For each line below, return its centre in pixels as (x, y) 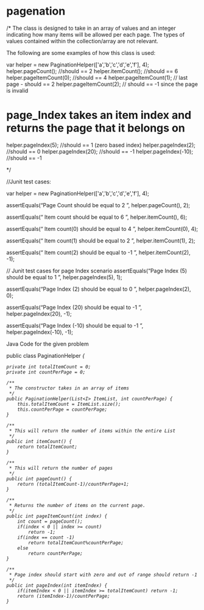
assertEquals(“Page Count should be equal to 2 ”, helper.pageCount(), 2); (98, 205)
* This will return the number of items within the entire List (92, 431)
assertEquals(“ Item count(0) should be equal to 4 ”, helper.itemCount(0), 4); (102, 229)
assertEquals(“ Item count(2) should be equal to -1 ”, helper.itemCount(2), (98, 252)
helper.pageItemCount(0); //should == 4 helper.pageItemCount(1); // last (97, 77)
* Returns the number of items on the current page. (77, 505)
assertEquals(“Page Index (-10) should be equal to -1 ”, (75, 325)
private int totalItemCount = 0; (49, 367)
